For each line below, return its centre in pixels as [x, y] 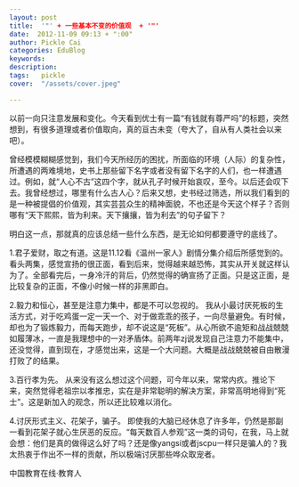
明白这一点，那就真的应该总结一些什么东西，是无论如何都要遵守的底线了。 [145, 233]
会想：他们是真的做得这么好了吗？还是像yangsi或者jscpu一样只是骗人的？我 [148, 442]
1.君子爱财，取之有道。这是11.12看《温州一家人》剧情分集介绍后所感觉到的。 [149, 252]
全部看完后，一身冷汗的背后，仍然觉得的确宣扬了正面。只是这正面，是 [161, 275]
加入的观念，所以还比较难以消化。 [114, 402]
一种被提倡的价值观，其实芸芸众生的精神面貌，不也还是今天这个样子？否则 [153, 203]
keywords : [28, 59]
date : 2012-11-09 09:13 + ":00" [71, 34]
